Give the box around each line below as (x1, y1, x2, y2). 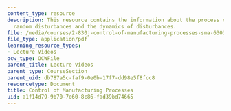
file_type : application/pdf (7, 36, 88, 43)
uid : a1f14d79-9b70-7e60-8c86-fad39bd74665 (7, 94, 134, 101)
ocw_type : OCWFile (7, 55, 60, 62)
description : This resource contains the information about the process (7, 17, 220, 23)
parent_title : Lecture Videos (7, 61, 94, 68)
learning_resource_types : (7, 42, 81, 49)
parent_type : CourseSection (7, 68, 88, 74)
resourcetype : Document (7, 81, 76, 88)
